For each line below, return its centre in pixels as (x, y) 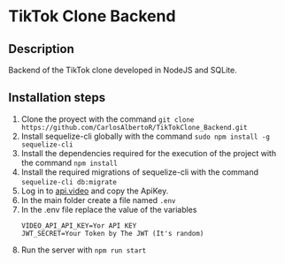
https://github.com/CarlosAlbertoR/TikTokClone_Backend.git (134, 127)
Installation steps (57, 98)
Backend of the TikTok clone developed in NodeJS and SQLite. (123, 70)
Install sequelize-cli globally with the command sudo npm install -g (146, 136)
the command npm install (69, 162)
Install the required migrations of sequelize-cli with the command (139, 172)
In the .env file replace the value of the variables (109, 209)
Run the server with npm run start (84, 250)
